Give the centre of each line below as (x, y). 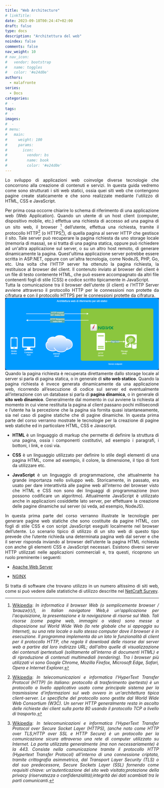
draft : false (18, 26)
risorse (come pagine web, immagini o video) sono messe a (85, 621)
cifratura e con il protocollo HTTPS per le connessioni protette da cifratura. (80, 295)
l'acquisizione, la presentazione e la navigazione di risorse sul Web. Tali (85, 616)
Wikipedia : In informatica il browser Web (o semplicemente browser (84, 605)
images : (13, 119)
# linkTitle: (18, 15)
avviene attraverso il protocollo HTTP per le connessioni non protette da (82, 290)
